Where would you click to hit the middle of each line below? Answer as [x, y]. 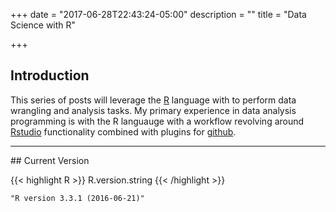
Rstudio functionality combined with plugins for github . [123, 131]
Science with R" [43, 25]
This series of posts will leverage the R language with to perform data [153, 100]
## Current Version [50, 160]
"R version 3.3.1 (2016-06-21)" [77, 198]
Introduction [50, 75]
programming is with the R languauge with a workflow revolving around [157, 121]
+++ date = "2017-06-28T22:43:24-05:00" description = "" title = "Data [158, 14]
